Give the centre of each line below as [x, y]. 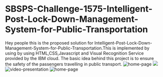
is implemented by [131, 48]
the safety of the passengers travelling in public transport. [64, 64]
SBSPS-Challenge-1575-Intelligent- [79, 9]
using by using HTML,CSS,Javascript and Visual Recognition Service [74, 53]
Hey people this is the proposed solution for [49, 43]
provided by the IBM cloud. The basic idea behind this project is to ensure [80, 58]
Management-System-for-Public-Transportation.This [58, 48]
